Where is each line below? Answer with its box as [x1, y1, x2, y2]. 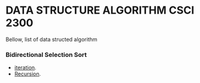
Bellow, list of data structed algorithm [5, 36, 98, 43]
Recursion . [14, 71, 41, 78]
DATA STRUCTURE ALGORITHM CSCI [5, 4, 195, 17]
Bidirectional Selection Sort [5, 50, 87, 59]
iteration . [14, 64, 37, 71]
